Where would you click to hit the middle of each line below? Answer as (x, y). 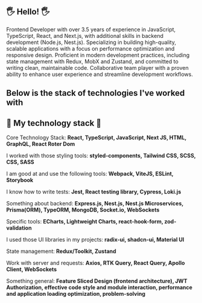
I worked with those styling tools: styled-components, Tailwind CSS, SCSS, (101, 156)
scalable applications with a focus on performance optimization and (90, 48)
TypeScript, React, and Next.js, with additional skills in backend (85, 36)
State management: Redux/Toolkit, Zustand (61, 251)
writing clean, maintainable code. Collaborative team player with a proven (97, 67)
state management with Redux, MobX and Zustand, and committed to (93, 61)
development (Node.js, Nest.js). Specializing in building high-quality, (91, 42)
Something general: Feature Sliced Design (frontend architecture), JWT (97, 281)
